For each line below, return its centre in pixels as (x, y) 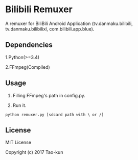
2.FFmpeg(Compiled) (28, 67)
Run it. (19, 105)
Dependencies (29, 45)
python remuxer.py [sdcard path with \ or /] (54, 115)
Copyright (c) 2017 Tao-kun (34, 152)
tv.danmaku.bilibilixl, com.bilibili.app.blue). (50, 29)
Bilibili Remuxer (39, 9)
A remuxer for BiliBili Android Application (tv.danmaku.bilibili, (69, 23)
